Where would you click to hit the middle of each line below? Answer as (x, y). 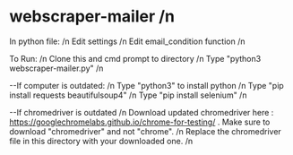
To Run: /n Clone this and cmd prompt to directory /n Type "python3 (135, 58)
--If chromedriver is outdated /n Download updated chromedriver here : (142, 112)
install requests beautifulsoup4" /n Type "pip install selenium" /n (128, 95)
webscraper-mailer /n (92, 17)
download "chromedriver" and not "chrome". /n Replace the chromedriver (146, 131)
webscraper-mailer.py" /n (56, 68)
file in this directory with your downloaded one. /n (101, 141)
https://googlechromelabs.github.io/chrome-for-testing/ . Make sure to (140, 122)
